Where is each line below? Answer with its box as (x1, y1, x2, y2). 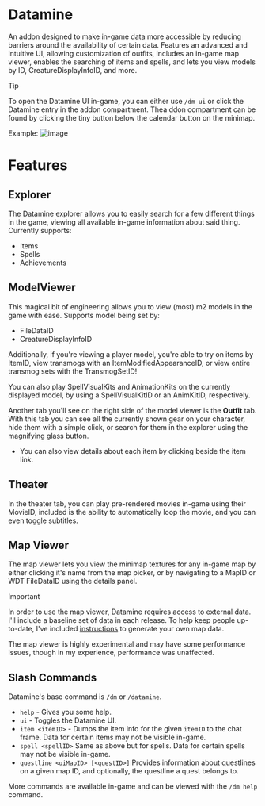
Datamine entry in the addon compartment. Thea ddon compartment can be (8, 105, 256, 114)
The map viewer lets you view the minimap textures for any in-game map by (8, 559, 256, 569)
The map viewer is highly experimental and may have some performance (8, 639, 246, 649)
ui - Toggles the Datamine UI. (19, 716, 117, 725)
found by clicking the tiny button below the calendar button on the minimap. (8, 113, 256, 122)
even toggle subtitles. (8, 516, 79, 525)
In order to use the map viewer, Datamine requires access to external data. (8, 607, 252, 616)
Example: (8, 129, 39, 138)
